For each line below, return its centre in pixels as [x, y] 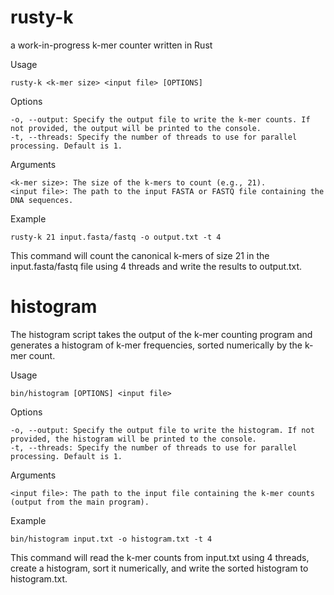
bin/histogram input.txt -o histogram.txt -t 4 [111, 539]
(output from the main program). [80, 502]
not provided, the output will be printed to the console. [136, 128]
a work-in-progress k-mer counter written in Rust [111, 45]
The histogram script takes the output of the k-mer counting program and [161, 334]
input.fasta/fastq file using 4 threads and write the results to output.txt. [156, 266]
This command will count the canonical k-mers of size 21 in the [140, 255]
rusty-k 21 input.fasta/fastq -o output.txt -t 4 [116, 237]
